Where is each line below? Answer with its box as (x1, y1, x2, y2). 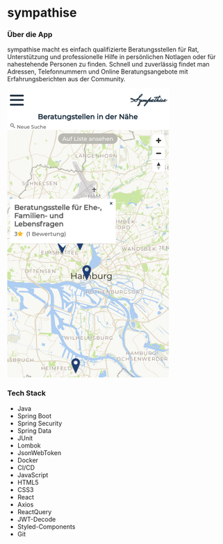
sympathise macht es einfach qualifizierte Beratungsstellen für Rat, (7, 45, 199, 53)
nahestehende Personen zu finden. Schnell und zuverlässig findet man (7, 60, 210, 69)
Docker (17, 456, 39, 464)
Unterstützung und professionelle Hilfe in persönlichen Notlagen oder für (7, 53, 217, 61)
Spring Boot (17, 411, 52, 420)
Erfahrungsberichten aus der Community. (7, 75, 126, 83)
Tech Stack (7, 388, 47, 398)
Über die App (7, 30, 53, 40)
